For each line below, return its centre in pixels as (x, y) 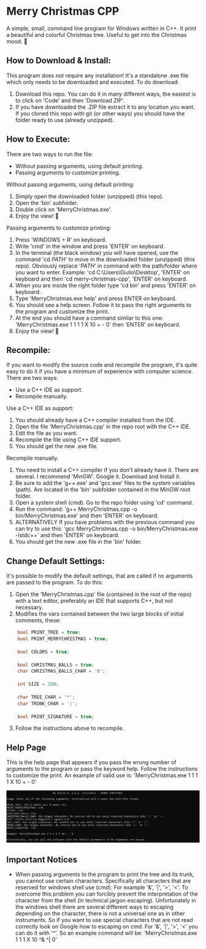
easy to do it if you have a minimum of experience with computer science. (100, 371)
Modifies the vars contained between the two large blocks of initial (99, 614)
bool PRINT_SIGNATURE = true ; (56, 716)
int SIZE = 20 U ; (38, 684)
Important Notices (42, 860)
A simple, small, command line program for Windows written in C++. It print (101, 28)
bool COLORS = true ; (44, 652)
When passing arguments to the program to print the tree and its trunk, (105, 874)
